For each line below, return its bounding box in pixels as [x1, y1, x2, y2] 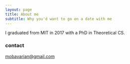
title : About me [5, 12, 39, 17]
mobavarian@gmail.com [5, 53, 55, 59]
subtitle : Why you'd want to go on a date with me [5, 16, 112, 21]
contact [5, 42, 25, 49]
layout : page [5, 7, 32, 12]
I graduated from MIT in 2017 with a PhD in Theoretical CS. [5, 30, 125, 36]
